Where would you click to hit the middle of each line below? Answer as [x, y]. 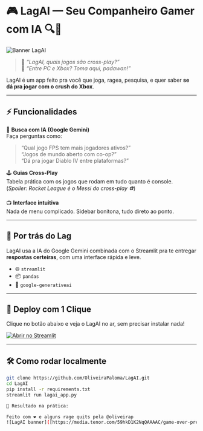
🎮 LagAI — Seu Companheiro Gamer [101, 11]
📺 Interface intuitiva [33, 202]
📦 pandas [27, 276]
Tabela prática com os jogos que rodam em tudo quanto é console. [90, 181]
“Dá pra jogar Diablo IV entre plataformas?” [75, 160]
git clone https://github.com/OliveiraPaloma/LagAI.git [78, 378]
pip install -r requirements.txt [48, 389]
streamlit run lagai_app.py [42, 395]
